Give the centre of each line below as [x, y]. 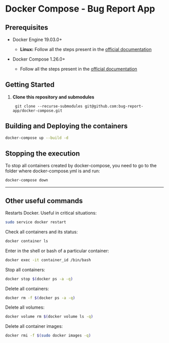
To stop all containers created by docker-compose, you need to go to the [81, 166]
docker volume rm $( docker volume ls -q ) [49, 317]
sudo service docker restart [36, 222]
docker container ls [27, 241]
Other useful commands [44, 201]
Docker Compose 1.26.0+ [39, 59]
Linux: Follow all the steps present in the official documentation [86, 49]
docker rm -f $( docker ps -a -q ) [40, 298]
